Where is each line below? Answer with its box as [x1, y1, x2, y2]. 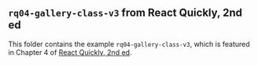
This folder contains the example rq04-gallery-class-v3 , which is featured [8, 39, 250, 49]
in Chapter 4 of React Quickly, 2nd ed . [8, 47, 132, 57]
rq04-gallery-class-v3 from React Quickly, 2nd [8, 6, 242, 20]
